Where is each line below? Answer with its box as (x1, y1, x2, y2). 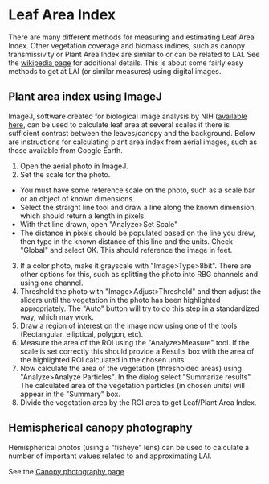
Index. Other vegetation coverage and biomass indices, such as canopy (8, 40, 246, 50)
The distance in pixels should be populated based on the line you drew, (19, 228, 255, 238)
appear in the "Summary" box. (19, 389, 121, 399)
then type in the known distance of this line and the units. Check (19, 236, 233, 246)
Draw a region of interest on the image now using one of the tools (19, 321, 238, 330)
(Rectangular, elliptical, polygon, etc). (19, 329, 144, 339)
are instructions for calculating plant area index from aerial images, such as (8, 137, 258, 147)
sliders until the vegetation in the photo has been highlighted (19, 295, 221, 304)
